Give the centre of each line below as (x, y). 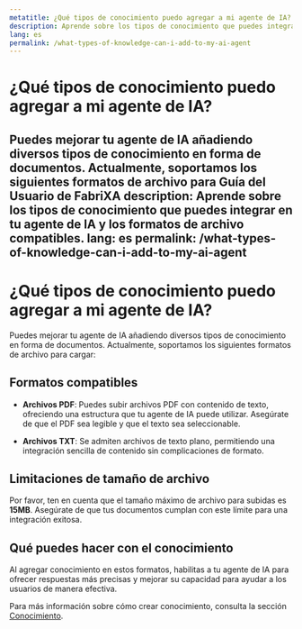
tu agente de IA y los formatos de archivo (127, 224)
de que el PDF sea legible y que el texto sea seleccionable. (131, 424)
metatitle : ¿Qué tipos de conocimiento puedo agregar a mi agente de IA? (151, 18)
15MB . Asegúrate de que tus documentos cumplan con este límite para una (148, 510)
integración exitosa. (46, 520)
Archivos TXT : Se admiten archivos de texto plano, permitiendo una (149, 441)
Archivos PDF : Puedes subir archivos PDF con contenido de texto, (146, 404)
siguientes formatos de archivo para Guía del (138, 182)
